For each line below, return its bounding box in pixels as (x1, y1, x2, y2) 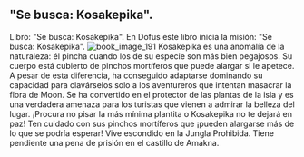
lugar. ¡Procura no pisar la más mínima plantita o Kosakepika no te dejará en (9, 108, 293, 119)
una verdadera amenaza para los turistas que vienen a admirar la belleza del (9, 99, 295, 110)
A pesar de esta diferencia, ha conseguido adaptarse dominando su (9, 70, 263, 81)
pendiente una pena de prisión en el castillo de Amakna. (9, 137, 220, 148)
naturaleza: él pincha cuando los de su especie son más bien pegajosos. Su (9, 50, 293, 62)
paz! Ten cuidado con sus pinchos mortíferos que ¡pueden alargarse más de (9, 118, 295, 129)
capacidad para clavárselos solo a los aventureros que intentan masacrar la (9, 79, 292, 90)
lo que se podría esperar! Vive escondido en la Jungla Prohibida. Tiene (9, 127, 275, 139)
